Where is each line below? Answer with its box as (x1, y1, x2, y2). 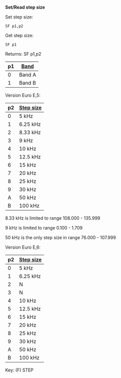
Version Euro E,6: (5, 244, 41, 250)
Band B (19, 80, 36, 86)
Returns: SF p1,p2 (5, 51, 41, 57)
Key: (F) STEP (5, 367, 34, 373)
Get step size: (5, 33, 34, 38)
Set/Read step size (5, 5, 45, 10)
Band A (19, 71, 36, 78)
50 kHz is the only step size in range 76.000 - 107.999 (5, 235, 116, 240)
